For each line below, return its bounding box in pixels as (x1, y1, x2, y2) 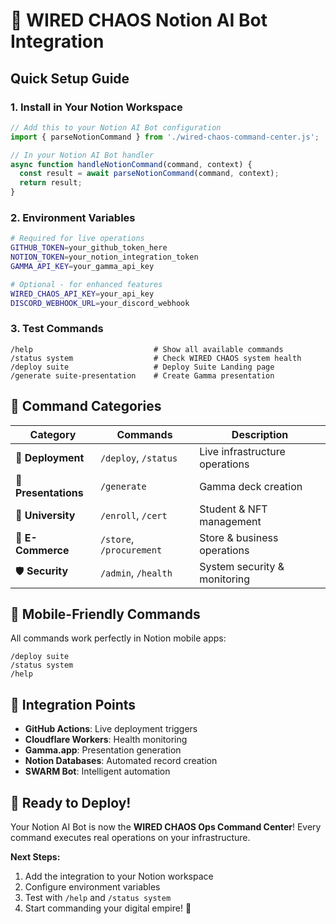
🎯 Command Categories (10, 398, 162, 415)
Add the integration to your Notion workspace (24, 870, 214, 882)
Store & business (199, 530, 279, 544)
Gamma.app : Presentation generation (24, 744, 182, 756)
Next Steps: (10, 850, 61, 863)
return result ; (19, 178, 83, 188)
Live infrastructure (199, 444, 286, 458)
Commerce (15, 543, 70, 557)
